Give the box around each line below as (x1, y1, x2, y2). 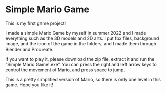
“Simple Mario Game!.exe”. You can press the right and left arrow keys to (5, 61, 157, 67)
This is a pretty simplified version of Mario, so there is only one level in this (5, 76, 161, 82)
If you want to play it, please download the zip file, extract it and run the (5, 56, 155, 62)
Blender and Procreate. (5, 46, 54, 52)
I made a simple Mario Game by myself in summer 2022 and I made (5, 30, 146, 36)
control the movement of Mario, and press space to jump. (5, 67, 126, 73)
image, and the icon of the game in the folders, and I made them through (5, 40, 157, 46)
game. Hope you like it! (5, 82, 53, 88)
